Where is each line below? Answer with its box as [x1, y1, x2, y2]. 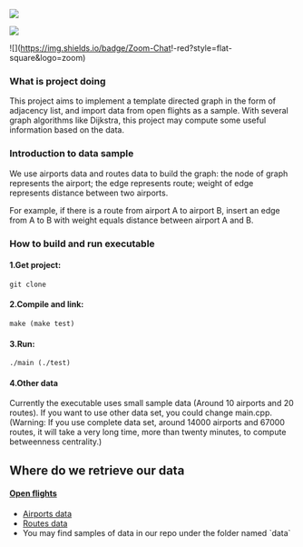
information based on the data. [9, 124, 125, 135]
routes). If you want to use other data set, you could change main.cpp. [9, 407, 272, 418]
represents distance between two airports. [9, 187, 169, 198]
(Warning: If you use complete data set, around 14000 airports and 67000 [9, 417, 286, 428]
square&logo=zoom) [9, 53, 86, 63]
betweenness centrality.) [9, 436, 103, 447]
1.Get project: [9, 260, 62, 271]
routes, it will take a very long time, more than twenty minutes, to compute [9, 427, 287, 438]
